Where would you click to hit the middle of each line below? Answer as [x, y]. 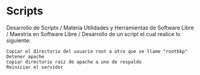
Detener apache [25, 56]
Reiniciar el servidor [35, 67]
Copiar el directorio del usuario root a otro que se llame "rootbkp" [97, 51]
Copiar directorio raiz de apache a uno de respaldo [74, 62]
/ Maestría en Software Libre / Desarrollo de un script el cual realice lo [93, 34]
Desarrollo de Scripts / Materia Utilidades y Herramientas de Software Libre [100, 28]
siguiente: [19, 40]
